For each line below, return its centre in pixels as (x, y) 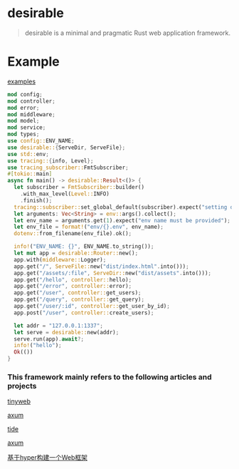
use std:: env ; (28, 154)
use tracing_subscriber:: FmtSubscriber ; (68, 167)
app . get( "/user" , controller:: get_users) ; (78, 293)
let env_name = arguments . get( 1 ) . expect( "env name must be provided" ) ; (122, 220)
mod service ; (27, 128)
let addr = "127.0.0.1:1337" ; (58, 326)
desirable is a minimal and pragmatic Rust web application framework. (128, 33)
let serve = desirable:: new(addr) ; (67, 332)
